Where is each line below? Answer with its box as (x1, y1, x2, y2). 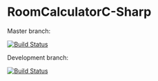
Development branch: (7, 53, 69, 62)
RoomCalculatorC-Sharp (7, 4, 152, 20)
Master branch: (7, 27, 50, 35)
